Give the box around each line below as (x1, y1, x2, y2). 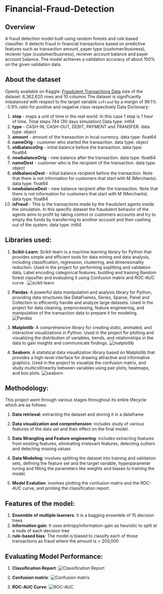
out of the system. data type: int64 (12, 222, 81, 227)
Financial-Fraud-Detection (5, 3, 114, 15)
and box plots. (12, 370, 41, 376)
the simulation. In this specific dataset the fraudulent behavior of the (12, 206, 149, 212)
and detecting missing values (12, 446, 71, 452)
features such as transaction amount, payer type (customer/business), (5, 46, 146, 52)
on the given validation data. (5, 62, 62, 67)
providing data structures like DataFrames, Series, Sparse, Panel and (12, 294, 149, 300)
